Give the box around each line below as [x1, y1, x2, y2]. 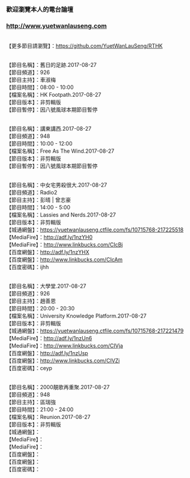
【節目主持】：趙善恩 [6, 297, 56, 305]
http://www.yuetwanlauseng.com [6, 21, 107, 30]
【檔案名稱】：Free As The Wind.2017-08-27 [6, 147, 114, 155]
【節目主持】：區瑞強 [6, 399, 56, 406]
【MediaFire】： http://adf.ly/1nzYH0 [6, 234, 93, 241]
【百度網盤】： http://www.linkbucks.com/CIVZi [6, 357, 120, 365]
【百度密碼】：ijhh [6, 264, 49, 271]
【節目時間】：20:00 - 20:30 [6, 305, 75, 312]
